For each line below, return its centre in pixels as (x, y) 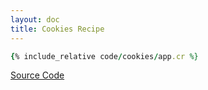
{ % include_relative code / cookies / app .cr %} (104, 56)
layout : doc (35, 19)
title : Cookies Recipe (57, 29)
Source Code (37, 75)
